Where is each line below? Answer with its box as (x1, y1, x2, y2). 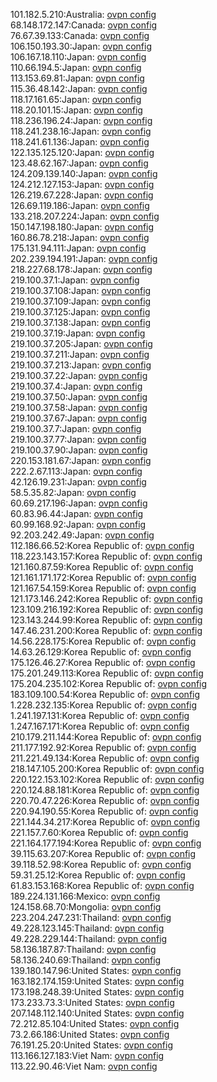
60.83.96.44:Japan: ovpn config (10, 508, 144, 519)
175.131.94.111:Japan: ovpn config (10, 242, 147, 254)
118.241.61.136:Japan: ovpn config (10, 136, 150, 148)
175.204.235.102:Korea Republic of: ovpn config (10, 678, 208, 689)
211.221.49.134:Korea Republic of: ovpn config (10, 752, 200, 764)
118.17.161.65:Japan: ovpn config (10, 94, 142, 105)
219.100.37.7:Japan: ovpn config (10, 423, 142, 434)
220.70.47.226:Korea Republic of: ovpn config (10, 795, 200, 806)
